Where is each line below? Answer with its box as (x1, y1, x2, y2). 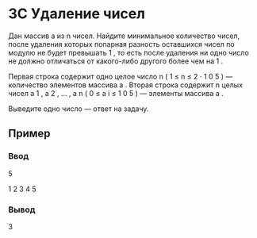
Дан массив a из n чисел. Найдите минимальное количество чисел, (8, 31, 240, 40)
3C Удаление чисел (8, 5, 145, 23)
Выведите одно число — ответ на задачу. (8, 104, 149, 113)
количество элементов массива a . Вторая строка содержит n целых (8, 80, 244, 90)
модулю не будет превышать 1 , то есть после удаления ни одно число (8, 48, 250, 57)
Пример (8, 127, 51, 140)
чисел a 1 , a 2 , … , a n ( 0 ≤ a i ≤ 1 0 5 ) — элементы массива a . (8, 88, 224, 98)
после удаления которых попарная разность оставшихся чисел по (8, 39, 236, 48)
